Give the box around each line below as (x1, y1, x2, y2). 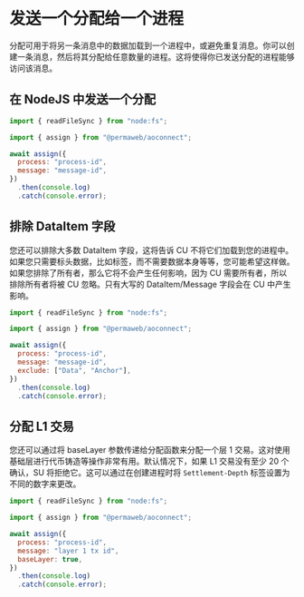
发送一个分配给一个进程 (9, 8, 185, 29)
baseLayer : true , (17, 554, 83, 563)
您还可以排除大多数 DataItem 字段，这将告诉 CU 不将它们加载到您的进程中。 (9, 244, 294, 255)
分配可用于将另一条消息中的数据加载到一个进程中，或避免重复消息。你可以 (9, 40, 287, 51)
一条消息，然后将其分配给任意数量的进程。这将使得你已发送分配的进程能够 (16, 51, 295, 62)
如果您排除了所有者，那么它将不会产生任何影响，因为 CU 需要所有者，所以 (9, 267, 288, 278)
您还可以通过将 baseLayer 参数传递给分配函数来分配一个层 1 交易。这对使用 (9, 445, 291, 455)
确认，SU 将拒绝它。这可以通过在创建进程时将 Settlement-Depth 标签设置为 (9, 467, 290, 478)
